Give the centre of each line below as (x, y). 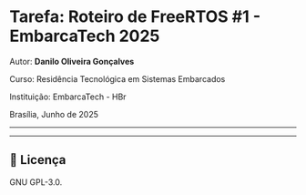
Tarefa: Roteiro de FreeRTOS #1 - (135, 17)
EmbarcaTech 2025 (85, 36)
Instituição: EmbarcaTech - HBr (68, 97)
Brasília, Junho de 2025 (54, 114)
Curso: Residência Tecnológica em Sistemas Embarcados (117, 78)
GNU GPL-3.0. (36, 182)
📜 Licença (38, 160)
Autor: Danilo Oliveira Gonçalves (72, 61)
